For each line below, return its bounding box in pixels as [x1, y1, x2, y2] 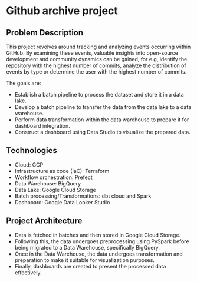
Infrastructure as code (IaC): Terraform [14, 167, 110, 174]
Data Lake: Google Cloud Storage [14, 186, 96, 193]
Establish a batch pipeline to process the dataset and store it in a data [14, 91, 184, 98]
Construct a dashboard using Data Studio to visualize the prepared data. [14, 128, 191, 135]
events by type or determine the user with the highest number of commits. [6, 68, 187, 75]
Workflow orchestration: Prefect [14, 174, 93, 181]
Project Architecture [6, 216, 83, 226]
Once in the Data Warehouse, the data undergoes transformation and [14, 250, 183, 257]
